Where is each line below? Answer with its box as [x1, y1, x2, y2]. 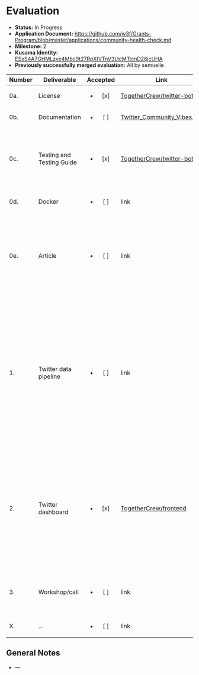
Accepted [86, 75, 115, 84]
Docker [38, 197, 59, 206]
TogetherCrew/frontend [120, 504, 187, 512]
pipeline [38, 372, 61, 380]
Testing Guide [38, 158, 77, 167]
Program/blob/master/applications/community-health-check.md [14, 36, 172, 43]
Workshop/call [38, 588, 79, 596]
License [38, 91, 60, 100]
